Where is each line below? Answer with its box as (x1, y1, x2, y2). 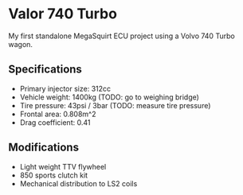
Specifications (8, 63, 82, 76)
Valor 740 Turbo (8, 5, 118, 23)
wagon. (8, 39, 33, 49)
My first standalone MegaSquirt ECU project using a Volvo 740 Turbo (8, 31, 235, 41)
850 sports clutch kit (19, 170, 88, 180)
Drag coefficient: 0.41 (19, 117, 91, 127)
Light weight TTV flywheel (19, 162, 107, 171)
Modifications (8, 141, 80, 154)
